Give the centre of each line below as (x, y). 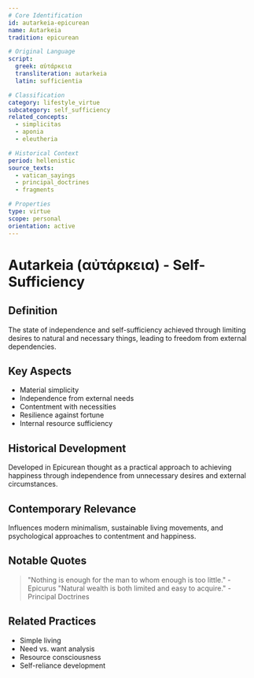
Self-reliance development (63, 665)
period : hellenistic (42, 161)
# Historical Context (44, 153)
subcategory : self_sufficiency (59, 110)
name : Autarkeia (35, 30)
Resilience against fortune (62, 415)
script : (21, 59)
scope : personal (35, 219)
